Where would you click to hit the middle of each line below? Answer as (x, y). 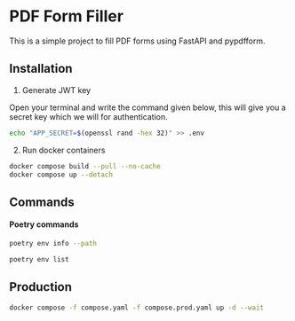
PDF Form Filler (67, 16)
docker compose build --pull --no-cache (85, 166)
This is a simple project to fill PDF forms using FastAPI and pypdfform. (137, 41)
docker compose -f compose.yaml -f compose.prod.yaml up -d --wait (137, 308)
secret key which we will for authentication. (88, 116)
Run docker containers (64, 150)
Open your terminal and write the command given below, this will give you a (147, 107)
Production (41, 287)
